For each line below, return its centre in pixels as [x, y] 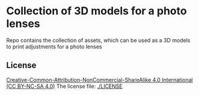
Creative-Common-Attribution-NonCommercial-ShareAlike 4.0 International [100, 79]
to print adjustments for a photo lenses [54, 47]
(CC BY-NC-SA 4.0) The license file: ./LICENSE [64, 86]
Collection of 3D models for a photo [97, 11]
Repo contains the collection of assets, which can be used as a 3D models [98, 40]
